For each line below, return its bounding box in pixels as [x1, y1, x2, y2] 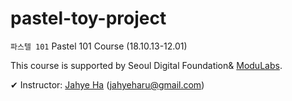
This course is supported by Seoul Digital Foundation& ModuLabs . [10, 59, 283, 71]
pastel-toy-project [10, 7, 167, 30]
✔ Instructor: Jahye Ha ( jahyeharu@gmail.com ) [10, 78, 205, 91]
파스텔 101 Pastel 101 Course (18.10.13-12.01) [10, 40, 188, 52]
